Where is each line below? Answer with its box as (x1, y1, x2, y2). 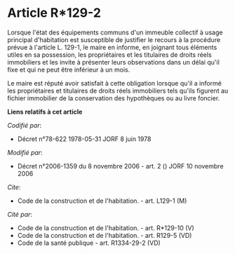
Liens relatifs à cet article (7, 107, 83, 116)
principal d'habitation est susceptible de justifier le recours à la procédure (7, 35, 221, 44)
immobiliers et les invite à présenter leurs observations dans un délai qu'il (7, 58, 220, 66)
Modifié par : (7, 148, 43, 156)
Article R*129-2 (7, 5, 102, 21)
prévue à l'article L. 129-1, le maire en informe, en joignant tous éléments (7, 43, 217, 51)
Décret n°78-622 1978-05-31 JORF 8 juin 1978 (17, 135, 152, 143)
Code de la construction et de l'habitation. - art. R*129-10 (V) (17, 223, 194, 232)
